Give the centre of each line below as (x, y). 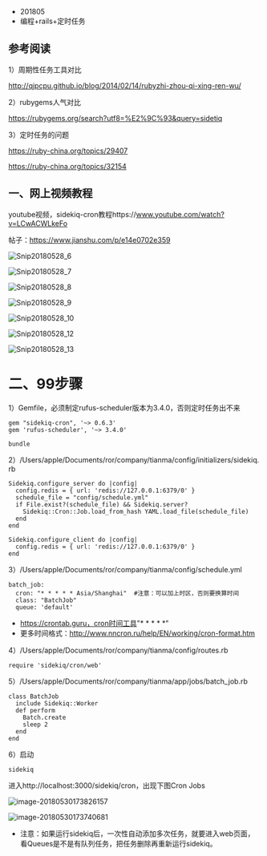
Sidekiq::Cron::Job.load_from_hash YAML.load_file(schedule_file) (136, 511)
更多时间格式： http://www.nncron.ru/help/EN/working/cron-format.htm (137, 633)
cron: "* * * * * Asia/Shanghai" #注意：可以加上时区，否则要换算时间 (127, 593)
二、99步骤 (46, 384)
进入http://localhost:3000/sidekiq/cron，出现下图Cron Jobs (107, 785)
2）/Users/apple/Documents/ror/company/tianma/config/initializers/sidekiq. (134, 459)
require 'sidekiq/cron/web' (55, 665)
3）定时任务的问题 (39, 135)
